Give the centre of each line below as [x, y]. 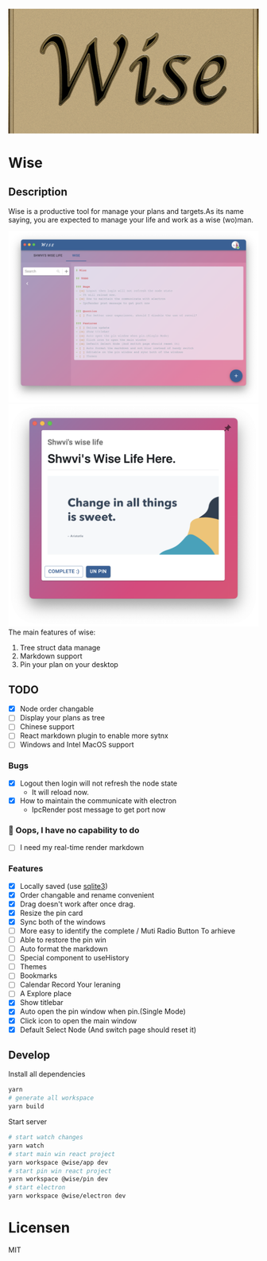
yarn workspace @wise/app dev [58, 1162]
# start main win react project [62, 1154]
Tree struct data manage [60, 648]
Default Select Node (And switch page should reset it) [108, 1030]
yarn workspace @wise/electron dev [67, 1196]
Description [38, 192]
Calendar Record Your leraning [70, 985]
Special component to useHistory [74, 958]
